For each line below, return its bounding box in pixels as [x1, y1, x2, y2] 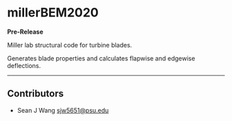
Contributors [7, 88, 64, 100]
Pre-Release [7, 27, 43, 36]
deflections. [7, 61, 41, 69]
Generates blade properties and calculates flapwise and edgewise [7, 54, 195, 63]
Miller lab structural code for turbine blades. [7, 41, 133, 49]
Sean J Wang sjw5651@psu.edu [17, 106, 109, 114]
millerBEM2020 [7, 5, 99, 21]
